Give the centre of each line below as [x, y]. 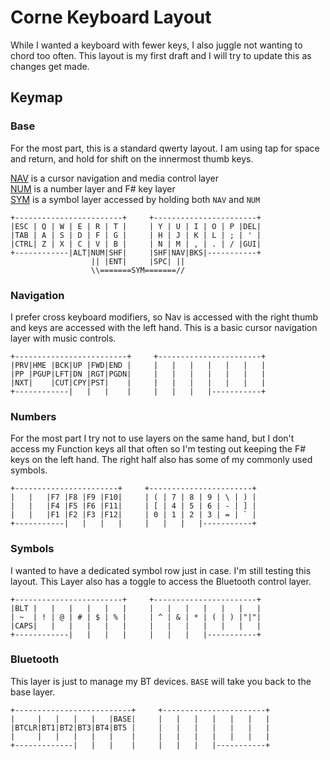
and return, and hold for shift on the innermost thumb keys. [132, 158]
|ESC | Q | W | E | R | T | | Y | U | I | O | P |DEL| [136, 226]
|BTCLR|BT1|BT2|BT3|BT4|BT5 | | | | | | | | [140, 727]
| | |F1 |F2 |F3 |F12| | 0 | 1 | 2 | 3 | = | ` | [133, 515]
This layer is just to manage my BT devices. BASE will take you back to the [161, 681]
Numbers [33, 416]
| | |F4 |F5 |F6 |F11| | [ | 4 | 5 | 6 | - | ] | [133, 506]
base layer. [33, 692]
